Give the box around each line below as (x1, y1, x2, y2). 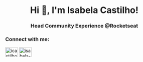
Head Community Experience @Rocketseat (30, 22, 138, 29)
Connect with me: (5, 36, 50, 43)
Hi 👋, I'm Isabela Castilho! (30, 4, 139, 16)
